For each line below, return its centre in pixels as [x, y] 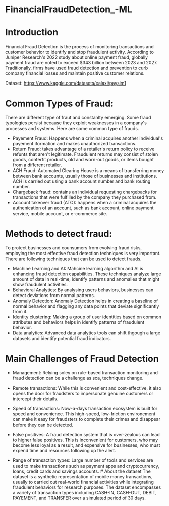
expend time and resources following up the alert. [64, 450]
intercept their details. [35, 399]
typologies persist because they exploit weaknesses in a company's [76, 123]
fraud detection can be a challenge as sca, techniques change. [78, 378]
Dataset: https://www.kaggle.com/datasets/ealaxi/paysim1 [66, 83]
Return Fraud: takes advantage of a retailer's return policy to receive [83, 149]
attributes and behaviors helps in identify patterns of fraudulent [78, 322]
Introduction [32, 33]
